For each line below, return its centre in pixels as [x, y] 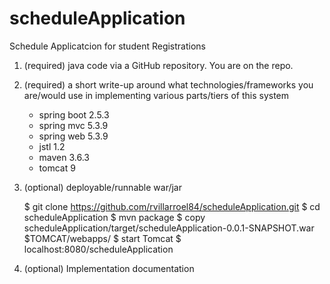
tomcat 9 [57, 168]
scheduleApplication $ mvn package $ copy [114, 217]
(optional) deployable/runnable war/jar [102, 187]
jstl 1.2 [52, 146]
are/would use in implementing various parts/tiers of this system [156, 95]
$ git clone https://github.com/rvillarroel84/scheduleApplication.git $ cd [172, 206]
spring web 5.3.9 [73, 136]
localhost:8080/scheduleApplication [98, 249]
